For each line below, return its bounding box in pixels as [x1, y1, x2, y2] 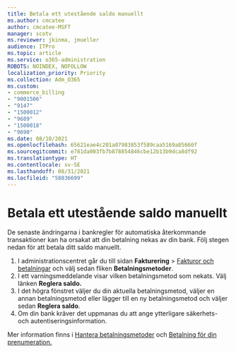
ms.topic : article [7, 50, 61, 57]
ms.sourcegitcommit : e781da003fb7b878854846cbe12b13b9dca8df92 [7, 148, 198, 155]
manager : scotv [7, 30, 52, 37]
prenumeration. [7, 338, 52, 347]
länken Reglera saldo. [17, 280, 83, 288]
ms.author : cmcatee [7, 17, 65, 24]
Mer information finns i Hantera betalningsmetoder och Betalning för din [7, 330, 217, 339]
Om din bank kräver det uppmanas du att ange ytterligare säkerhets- [17, 309, 218, 318]
